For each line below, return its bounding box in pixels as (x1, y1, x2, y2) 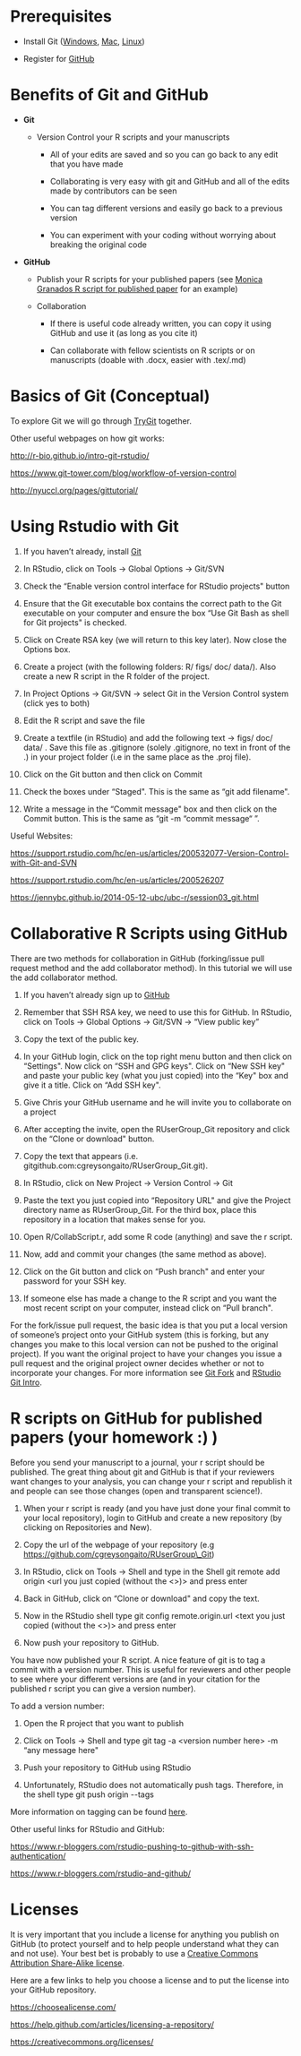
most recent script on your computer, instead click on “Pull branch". (22, 1302, 274, 1313)
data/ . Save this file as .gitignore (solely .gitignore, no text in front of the (22, 742, 291, 753)
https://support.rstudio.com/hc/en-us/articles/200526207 (10, 874, 225, 885)
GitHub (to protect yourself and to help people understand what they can (10, 1938, 279, 1949)
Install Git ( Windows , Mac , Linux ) (22, 36, 146, 47)
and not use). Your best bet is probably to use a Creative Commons (10, 1948, 259, 1958)
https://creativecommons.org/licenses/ (10, 2036, 154, 2047)
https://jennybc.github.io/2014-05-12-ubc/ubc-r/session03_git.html (10, 891, 259, 902)
